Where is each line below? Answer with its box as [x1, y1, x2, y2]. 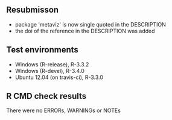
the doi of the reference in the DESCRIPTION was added [14, 27, 155, 34]
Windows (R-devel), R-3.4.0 [14, 67, 84, 74]
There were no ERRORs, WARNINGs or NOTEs [6, 107, 121, 114]
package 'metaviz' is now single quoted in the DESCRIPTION [14, 21, 166, 28]
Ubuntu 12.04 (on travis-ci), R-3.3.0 [14, 74, 104, 81]
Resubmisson [6, 5, 59, 15]
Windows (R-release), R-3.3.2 [14, 60, 89, 68]
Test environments [6, 45, 78, 55]
